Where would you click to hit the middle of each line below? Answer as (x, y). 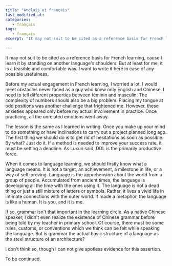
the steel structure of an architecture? (45, 239)
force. (12, 154)
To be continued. (23, 259)
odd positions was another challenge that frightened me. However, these (82, 106)
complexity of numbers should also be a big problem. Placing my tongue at (84, 100)
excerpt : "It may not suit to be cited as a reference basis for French (84, 39)
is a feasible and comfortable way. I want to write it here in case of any (80, 68)
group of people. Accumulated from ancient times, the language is (75, 180)
